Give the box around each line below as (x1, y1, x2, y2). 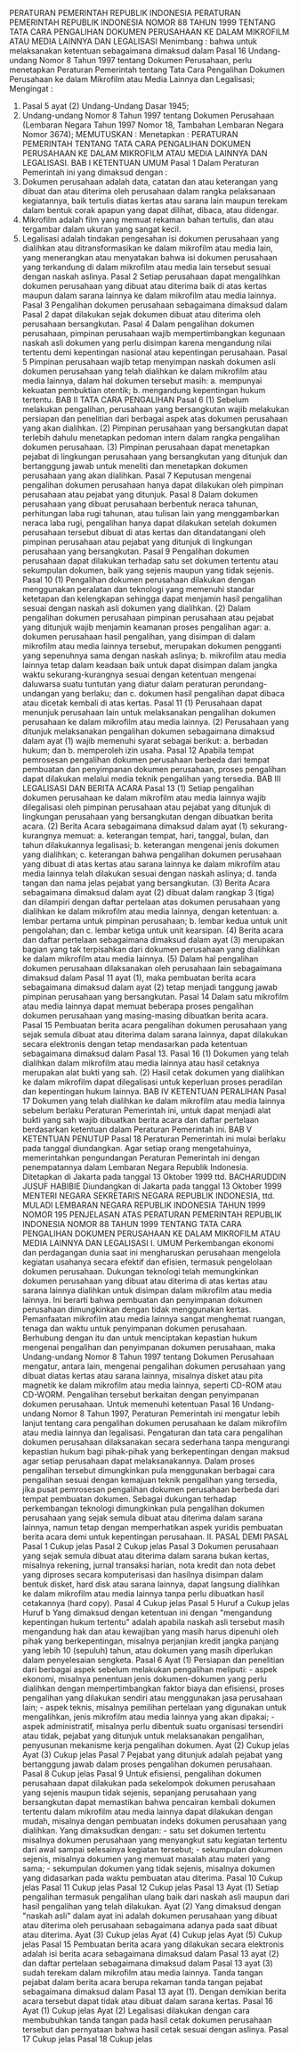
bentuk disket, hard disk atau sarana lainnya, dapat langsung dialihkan (21, 1579, 280, 1589)
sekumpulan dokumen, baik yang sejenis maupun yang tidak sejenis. (21, 565, 274, 575)
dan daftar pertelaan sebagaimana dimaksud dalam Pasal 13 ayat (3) (21, 1958, 273, 1968)
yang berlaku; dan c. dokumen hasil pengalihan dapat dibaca (61, 688, 285, 698)
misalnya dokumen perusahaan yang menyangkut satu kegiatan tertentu (21, 1835, 287, 1845)
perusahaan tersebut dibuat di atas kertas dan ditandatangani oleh (21, 527, 266, 538)
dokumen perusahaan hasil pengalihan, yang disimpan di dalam (21, 631, 256, 641)
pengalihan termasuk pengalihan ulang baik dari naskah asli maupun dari (21, 1892, 290, 1902)
